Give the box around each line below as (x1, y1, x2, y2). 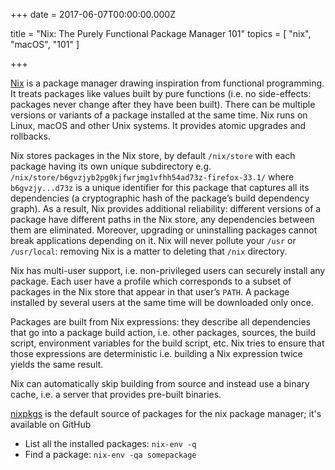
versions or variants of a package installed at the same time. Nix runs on (10, 109, 308, 121)
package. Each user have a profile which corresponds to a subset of (10, 275, 292, 287)
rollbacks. (10, 130, 51, 142)
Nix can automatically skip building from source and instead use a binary (10, 378, 310, 389)
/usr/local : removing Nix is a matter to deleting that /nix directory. (10, 245, 288, 257)
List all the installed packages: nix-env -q (24, 438, 197, 449)
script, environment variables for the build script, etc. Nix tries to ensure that (10, 337, 325, 349)
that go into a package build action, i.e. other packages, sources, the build (10, 327, 316, 338)
